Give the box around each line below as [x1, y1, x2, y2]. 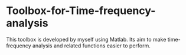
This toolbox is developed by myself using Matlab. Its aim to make [6, 36, 167, 43]
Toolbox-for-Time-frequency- [6, 4, 156, 18]
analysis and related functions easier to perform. [32, 42, 151, 49]
